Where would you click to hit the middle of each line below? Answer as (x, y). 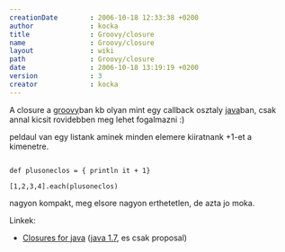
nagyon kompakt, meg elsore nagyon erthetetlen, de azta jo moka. (132, 203)
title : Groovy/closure (82, 34)
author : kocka (64, 26)
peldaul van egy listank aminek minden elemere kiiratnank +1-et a (131, 136)
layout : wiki (62, 51)
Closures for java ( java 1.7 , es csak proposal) (104, 238)
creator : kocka (64, 84)
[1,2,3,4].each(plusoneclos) (64, 186)
